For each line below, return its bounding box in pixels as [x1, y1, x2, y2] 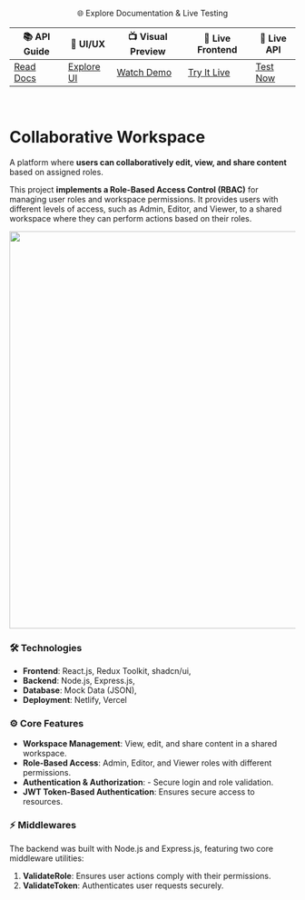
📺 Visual [128, 31, 168, 43]
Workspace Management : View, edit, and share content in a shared [22, 737, 278, 748]
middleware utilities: [9, 853, 84, 864]
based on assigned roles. [9, 166, 104, 177]
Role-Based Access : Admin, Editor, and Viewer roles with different [22, 757, 272, 768]
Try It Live [187, 66, 231, 78]
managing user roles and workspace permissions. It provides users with [9, 193, 279, 204]
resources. [22, 796, 64, 806]
